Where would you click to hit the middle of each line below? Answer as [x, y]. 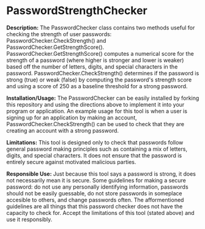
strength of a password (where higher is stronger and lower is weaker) [95, 60]
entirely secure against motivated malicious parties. [71, 162]
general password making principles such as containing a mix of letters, [97, 149]
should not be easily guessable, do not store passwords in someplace [94, 193]
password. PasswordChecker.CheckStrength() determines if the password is [103, 73]
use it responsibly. [29, 219]
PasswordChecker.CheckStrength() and [56, 40]
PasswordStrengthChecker [77, 11]
